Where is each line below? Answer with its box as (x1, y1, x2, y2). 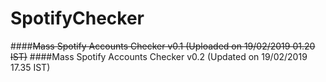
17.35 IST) (10, 61, 51, 73)
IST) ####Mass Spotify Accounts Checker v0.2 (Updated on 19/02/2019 (10, 50, 308, 62)
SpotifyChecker (10, 7, 145, 30)
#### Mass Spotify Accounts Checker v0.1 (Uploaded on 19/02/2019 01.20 (10, 40, 316, 52)
